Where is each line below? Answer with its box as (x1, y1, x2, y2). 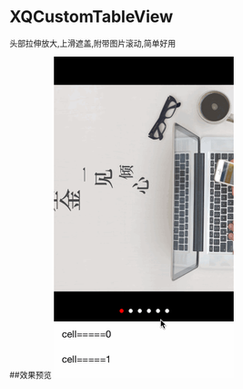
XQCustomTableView (9, 6, 174, 27)
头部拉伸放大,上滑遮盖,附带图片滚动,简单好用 (9, 37, 177, 48)
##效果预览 (9, 369, 52, 380)
